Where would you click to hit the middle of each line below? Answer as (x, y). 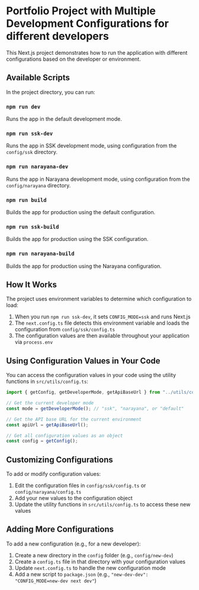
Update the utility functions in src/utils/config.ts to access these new (102, 504)
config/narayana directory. (38, 185)
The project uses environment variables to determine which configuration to (99, 299)
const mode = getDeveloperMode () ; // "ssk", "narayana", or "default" (95, 409)
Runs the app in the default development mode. (64, 119)
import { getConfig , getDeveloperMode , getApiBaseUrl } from (83, 393)
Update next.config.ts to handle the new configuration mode (90, 568)
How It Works (32, 285)
